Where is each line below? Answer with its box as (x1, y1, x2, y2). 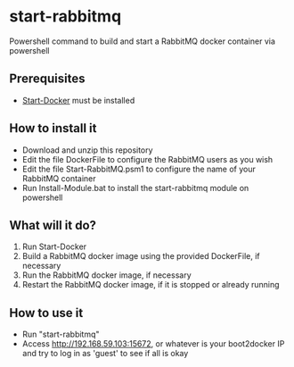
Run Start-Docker (21, 241, 87, 252)
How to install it (9, 121, 97, 136)
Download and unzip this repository (21, 145, 153, 155)
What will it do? (9, 217, 96, 233)
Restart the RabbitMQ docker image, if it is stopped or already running (21, 279, 280, 290)
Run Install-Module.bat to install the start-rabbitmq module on (21, 182, 249, 193)
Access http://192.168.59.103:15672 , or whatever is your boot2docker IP (21, 338, 285, 349)
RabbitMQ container (21, 172, 96, 184)
